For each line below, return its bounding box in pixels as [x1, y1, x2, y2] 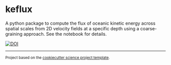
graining [5, 31, 23, 37]
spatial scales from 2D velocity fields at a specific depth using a [5, 25, 139, 31]
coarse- [140, 25, 157, 31]
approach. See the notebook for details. [23, 31, 107, 37]
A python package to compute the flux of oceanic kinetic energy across [5, 20, 156, 26]
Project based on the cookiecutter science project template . [5, 55, 110, 60]
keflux [5, 4, 33, 15]
